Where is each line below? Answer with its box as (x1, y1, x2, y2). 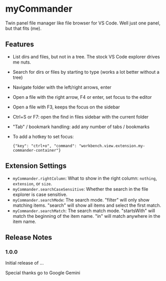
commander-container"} (12, 148, 61, 153)
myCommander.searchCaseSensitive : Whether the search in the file (12, 186, 149, 192)
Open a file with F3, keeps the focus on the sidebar (12, 104, 120, 110)
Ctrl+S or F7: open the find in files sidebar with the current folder (12, 114, 149, 120)
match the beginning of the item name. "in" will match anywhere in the (12, 213, 160, 219)
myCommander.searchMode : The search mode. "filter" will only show (12, 196, 150, 203)
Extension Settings (5, 161, 67, 171)
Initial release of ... (5, 260, 44, 266)
